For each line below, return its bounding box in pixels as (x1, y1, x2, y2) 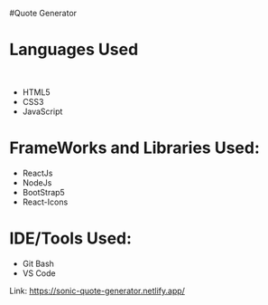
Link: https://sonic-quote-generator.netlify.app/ (9, 285, 185, 296)
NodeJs (22, 176, 52, 188)
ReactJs (22, 167, 53, 178)
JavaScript (22, 106, 63, 117)
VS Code (22, 267, 56, 279)
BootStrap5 (22, 186, 65, 197)
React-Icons (22, 196, 69, 207)
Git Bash (22, 258, 54, 269)
